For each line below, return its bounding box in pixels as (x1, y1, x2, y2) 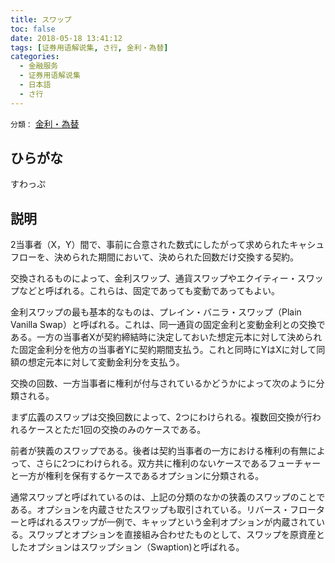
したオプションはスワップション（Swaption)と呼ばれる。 (10, 541, 245, 553)
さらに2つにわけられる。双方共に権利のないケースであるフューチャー (35, 457, 322, 470)
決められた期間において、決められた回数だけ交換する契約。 (53, 251, 299, 263)
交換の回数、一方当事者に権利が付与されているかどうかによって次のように (10, 377, 317, 390)
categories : (10, 52, 60, 62)
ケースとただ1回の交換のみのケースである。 (27, 424, 207, 436)
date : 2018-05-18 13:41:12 (10, 33, 123, 43)
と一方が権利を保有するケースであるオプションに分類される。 (10, 470, 265, 482)
